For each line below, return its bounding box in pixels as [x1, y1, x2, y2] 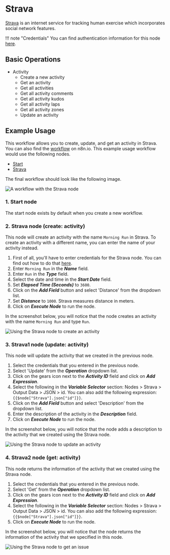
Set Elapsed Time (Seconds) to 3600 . [12, 282, 91, 288]
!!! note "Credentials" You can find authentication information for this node [5, 35, 161, 41]
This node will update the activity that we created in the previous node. [5, 352, 154, 358]
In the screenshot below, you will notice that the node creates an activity [5, 313, 157, 319]
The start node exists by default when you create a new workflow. [5, 210, 144, 216]
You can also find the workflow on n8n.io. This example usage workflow [5, 145, 156, 151]
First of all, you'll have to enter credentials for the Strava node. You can [12, 255, 161, 261]
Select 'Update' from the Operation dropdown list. [12, 368, 118, 374]
